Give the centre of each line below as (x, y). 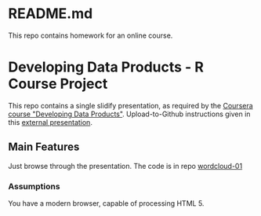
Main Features (44, 147)
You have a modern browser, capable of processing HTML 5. (106, 203)
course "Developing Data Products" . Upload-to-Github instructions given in (129, 114)
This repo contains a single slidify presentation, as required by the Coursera (130, 105)
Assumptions (34, 186)
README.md (51, 14)
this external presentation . (50, 122)
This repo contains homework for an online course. (91, 35)
